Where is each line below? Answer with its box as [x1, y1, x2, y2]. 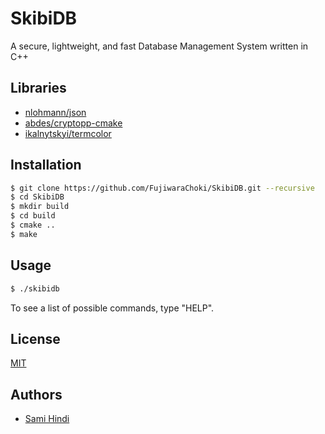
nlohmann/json [24, 106, 87, 118]
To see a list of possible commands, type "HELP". [10, 302, 215, 314]
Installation [10, 157, 82, 174]
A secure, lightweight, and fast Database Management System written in [10, 40, 309, 52]
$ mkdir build [10, 202, 70, 212]
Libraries [10, 80, 67, 97]
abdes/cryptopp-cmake [24, 117, 123, 129]
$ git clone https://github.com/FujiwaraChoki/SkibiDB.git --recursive [10, 183, 315, 193]
